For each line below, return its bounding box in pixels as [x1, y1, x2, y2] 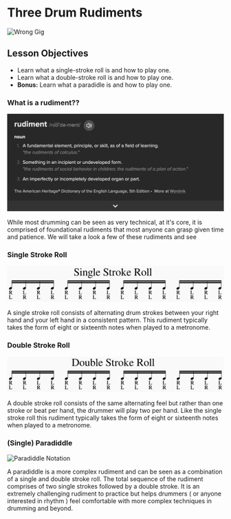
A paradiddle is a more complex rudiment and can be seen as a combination [7, 467, 223, 476]
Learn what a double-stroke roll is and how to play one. [16, 73, 174, 81]
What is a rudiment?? [7, 98, 80, 108]
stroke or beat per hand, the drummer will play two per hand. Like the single [7, 407, 222, 415]
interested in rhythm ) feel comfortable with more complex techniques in [7, 496, 212, 505]
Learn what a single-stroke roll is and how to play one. [16, 65, 171, 74]
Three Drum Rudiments [7, 5, 143, 21]
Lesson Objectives [7, 48, 89, 59]
